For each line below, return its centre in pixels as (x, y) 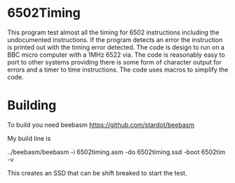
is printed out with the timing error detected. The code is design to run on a (116, 47)
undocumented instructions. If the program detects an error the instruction (115, 39)
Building (32, 106)
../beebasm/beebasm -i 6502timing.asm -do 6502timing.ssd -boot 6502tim (116, 151)
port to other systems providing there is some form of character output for (115, 62)
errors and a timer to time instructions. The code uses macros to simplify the (118, 69)
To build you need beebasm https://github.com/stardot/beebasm (101, 125)
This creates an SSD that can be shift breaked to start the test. (97, 172)
